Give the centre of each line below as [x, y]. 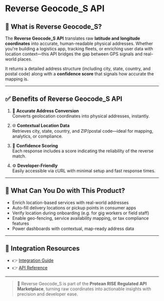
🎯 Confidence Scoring [35, 145]
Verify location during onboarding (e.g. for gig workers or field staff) [81, 213]
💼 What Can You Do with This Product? [65, 191]
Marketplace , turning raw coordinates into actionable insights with [84, 289]
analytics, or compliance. [37, 136]
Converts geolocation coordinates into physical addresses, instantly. [81, 116]
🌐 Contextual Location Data [41, 125]
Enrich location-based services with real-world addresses [70, 202]
